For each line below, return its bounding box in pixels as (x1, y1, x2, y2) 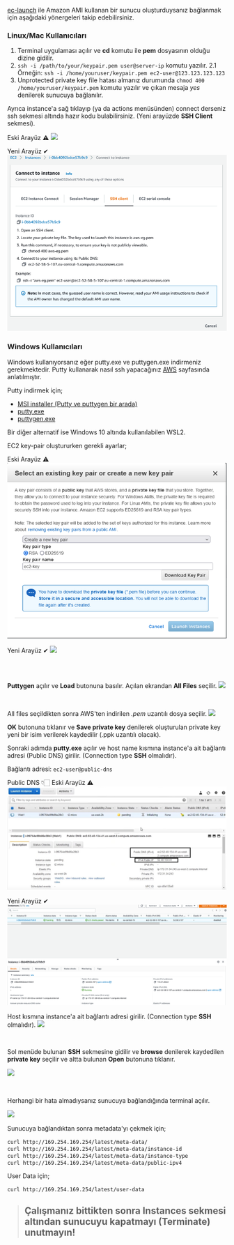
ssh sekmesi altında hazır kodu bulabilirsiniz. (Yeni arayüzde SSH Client (7, 112, 213, 121)
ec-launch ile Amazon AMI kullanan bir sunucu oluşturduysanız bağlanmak (7, 6, 221, 14)
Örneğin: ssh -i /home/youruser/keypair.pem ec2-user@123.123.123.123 (17, 69, 225, 77)
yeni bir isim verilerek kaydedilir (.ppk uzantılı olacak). (7, 730, 162, 738)
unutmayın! (24, 1227, 76, 1239)
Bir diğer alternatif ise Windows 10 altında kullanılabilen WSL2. (7, 428, 186, 436)
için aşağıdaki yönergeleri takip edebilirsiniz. (7, 13, 134, 22)
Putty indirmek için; (7, 386, 63, 395)
